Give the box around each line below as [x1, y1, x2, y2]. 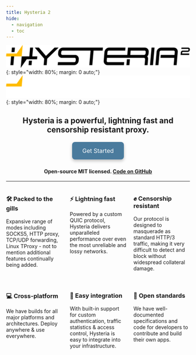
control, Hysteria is [69, 330, 116, 337]
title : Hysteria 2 [6, 9, 51, 15]
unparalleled [69, 229, 100, 236]
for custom [69, 311, 96, 318]
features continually [6, 255, 54, 262]
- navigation [11, 22, 43, 27]
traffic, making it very [133, 240, 185, 247]
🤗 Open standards [133, 292, 185, 300]
